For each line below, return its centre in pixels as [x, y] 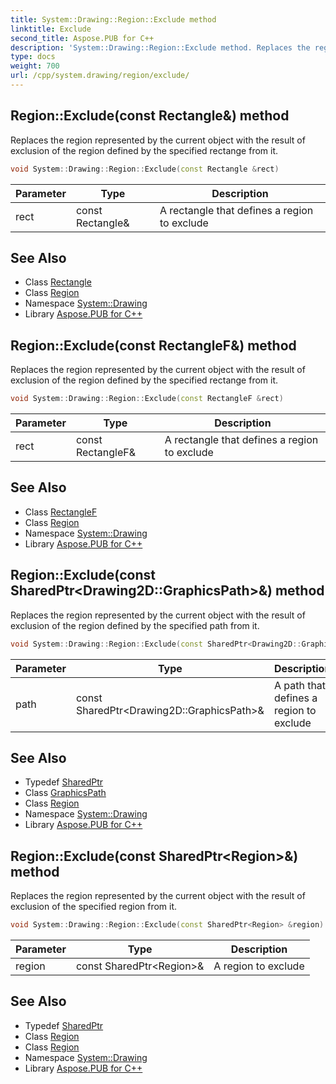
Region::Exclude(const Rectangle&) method [150, 116]
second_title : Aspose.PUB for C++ [82, 38]
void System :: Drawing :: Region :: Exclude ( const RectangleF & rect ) [147, 399]
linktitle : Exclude [51, 29]
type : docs [33, 57]
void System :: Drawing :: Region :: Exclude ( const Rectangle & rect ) [145, 169]
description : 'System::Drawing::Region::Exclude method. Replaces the [160, 47]
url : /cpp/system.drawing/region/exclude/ [100, 76]
